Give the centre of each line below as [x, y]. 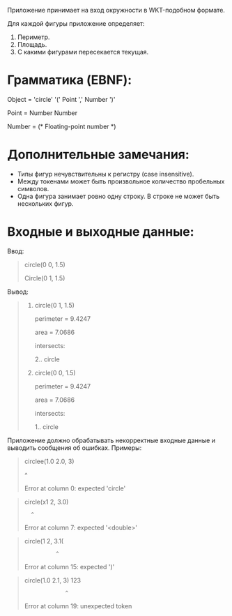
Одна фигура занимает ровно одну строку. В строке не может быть [118, 196]
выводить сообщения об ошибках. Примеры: [75, 448]
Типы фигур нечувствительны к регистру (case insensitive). [106, 174]
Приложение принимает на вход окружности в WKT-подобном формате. [116, 10]
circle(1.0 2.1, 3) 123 [53, 580]
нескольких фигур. [45, 203]
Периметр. [33, 37]
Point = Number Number [42, 113]
